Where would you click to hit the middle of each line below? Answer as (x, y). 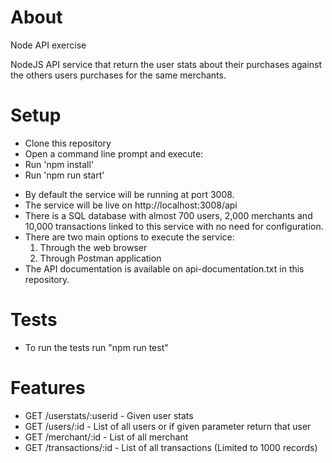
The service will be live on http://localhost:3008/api (131, 205)
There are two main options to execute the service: (129, 237)
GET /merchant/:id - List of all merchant (106, 437)
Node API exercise (48, 45)
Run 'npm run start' (64, 175)
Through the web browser (93, 247)
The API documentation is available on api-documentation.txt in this (164, 268)
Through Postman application (100, 258)
